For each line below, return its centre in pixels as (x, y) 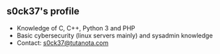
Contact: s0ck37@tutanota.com (63, 43)
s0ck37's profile (43, 11)
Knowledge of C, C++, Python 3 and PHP (76, 28)
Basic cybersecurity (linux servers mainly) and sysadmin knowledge (115, 35)
